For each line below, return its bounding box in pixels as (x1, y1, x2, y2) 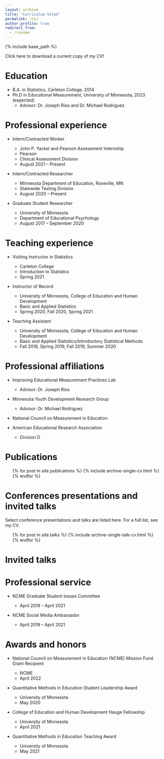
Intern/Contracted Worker (12, 136, 65, 142)
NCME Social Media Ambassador (12, 612, 80, 618)
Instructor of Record (12, 283, 53, 289)
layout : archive (5, 7, 38, 12)
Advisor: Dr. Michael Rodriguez (19, 405, 83, 411)
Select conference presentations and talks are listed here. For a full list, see (5, 517, 158, 523)
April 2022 (19, 675, 41, 681)
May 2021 (19, 748, 40, 754)
